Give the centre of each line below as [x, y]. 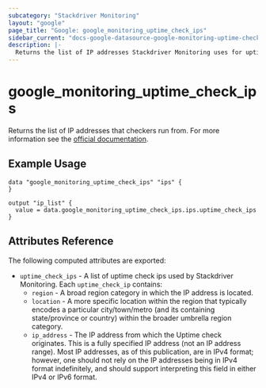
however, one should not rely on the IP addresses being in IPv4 [134, 360]
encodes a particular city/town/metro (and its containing [123, 309]
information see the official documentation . [78, 139]
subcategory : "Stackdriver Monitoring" [74, 15]
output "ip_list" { [40, 203]
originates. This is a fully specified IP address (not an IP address [136, 343]
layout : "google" [37, 23]
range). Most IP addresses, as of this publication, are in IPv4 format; [142, 352]
